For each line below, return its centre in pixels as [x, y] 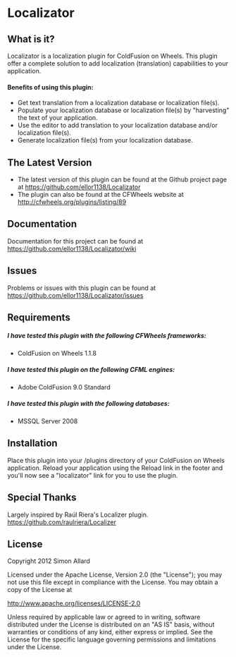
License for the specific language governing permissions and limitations [112, 639]
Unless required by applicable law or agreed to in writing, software [104, 617]
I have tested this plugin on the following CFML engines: [91, 369]
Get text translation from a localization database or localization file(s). [118, 103]
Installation [32, 444]
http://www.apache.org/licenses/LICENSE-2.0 [74, 603]
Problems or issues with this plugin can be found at [82, 288]
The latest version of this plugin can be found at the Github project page [122, 180]
